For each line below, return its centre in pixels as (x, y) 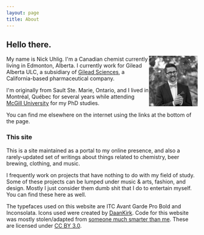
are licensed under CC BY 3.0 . (44, 225)
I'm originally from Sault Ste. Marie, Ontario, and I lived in (77, 90)
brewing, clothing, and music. (43, 163)
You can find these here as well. (46, 194)
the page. (18, 121)
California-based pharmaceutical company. (60, 78)
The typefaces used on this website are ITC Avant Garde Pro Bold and (94, 206)
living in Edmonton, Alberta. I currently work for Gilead (74, 66)
